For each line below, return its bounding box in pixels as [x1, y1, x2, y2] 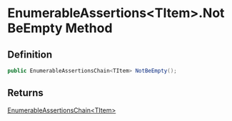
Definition [7, 48, 52, 60]
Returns [7, 87, 44, 99]
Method [65, 20, 113, 36]
